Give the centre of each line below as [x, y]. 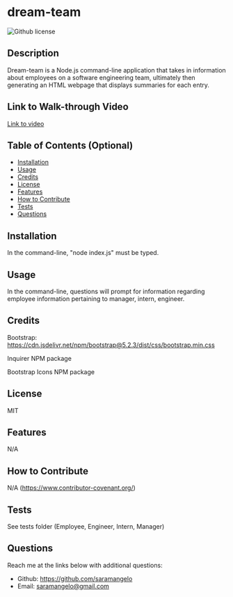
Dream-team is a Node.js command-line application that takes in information [116, 70]
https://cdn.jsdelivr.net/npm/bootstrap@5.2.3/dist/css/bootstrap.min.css [111, 345]
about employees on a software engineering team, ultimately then [102, 77]
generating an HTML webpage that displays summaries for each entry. [109, 85]
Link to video [26, 123]
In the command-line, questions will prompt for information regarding [106, 291]
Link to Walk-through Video [68, 107]
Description [33, 53]
